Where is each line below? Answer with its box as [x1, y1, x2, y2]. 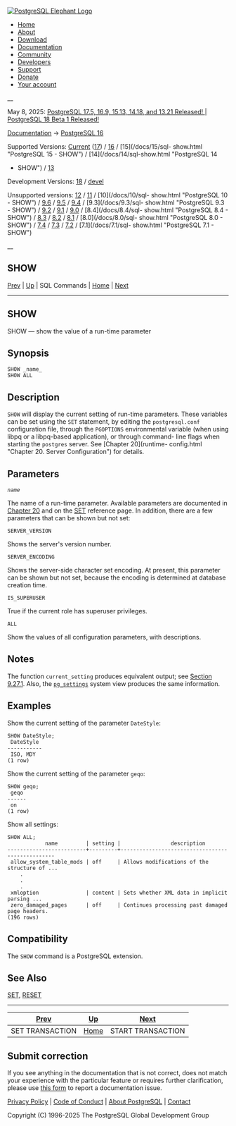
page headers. [7, 907, 49, 914]
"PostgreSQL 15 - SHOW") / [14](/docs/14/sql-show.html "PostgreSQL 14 [7, 150, 218, 158]
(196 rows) [7, 914, 39, 921]
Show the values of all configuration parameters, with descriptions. [7, 633, 202, 642]
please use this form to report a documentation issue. [7, 1084, 163, 1092]
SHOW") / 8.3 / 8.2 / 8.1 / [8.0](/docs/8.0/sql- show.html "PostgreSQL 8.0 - [7, 214, 223, 221]
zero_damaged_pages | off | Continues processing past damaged [10, 901, 228, 909]
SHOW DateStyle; [7, 732, 55, 740]
